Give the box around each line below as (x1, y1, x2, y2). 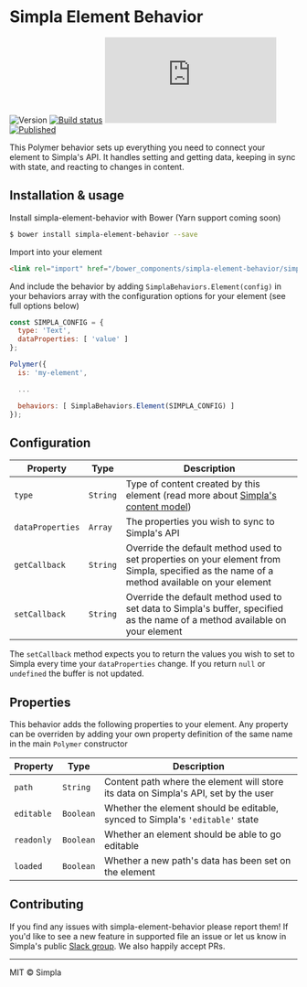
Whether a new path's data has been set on (103, 854, 291, 866)
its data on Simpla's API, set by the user (103, 787, 274, 799)
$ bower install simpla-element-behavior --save (9, 230, 198, 239)
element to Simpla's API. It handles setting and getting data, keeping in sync (9, 151, 296, 162)
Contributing (9, 896, 84, 912)
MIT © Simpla (9, 967, 62, 978)
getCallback (14, 560, 67, 571)
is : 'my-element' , (17, 368, 89, 377)
